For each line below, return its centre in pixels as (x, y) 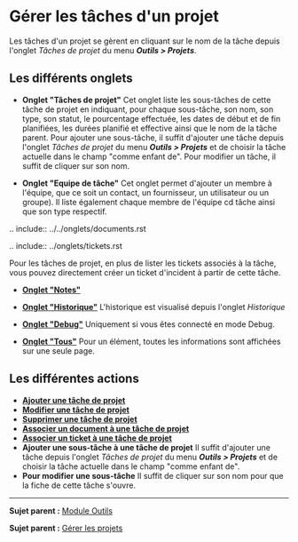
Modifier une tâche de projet (76, 410)
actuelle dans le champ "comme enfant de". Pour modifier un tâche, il (149, 156)
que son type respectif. (64, 211)
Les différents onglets (71, 79)
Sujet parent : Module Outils (61, 510)
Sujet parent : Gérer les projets (66, 528)
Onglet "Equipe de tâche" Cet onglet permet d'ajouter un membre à (147, 183)
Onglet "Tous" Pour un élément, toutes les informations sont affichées (151, 341)
